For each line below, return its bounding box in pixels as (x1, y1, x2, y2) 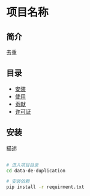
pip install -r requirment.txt (6, 184, 85, 191)
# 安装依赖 (6, 178, 30, 185)
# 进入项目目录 (6, 162, 39, 168)
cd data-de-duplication (6, 168, 66, 174)
